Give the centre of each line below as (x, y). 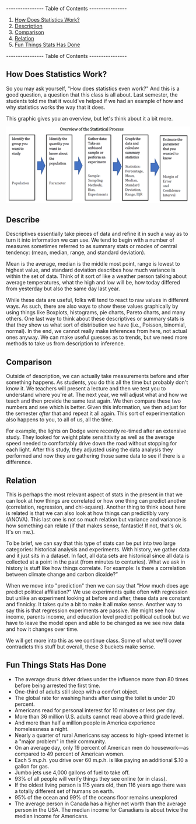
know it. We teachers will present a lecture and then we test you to (86, 389)
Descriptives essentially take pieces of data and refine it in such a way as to (97, 234)
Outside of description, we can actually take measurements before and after (98, 376)
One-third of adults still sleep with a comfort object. (76, 691)
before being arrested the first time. (57, 685)
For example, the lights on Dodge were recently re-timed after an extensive (96, 431)
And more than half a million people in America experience (85, 723)
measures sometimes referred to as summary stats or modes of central (92, 246)
